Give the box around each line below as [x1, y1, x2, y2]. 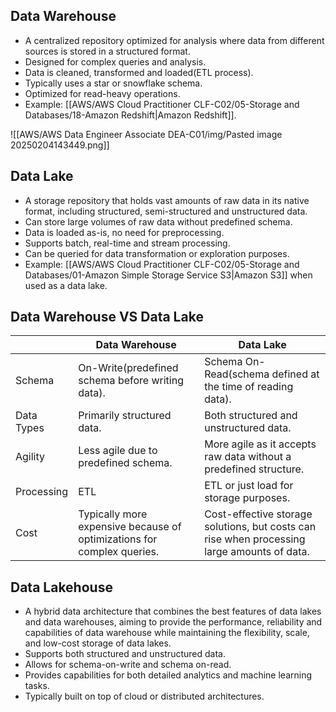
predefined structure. [204, 462, 305, 476]
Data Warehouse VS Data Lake [10, 309, 204, 326]
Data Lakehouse [10, 579, 113, 596]
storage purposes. [204, 491, 291, 505]
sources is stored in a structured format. [24, 45, 191, 57]
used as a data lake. [24, 279, 108, 291]
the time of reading [204, 380, 294, 394]
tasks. [24, 680, 50, 692]
